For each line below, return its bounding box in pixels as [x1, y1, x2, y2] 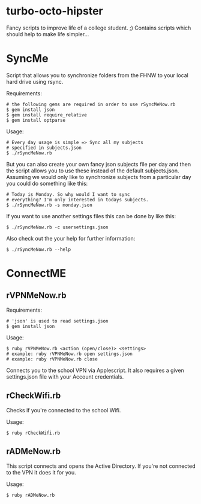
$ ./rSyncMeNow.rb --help [6, 246, 71, 253]
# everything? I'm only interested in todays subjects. [6, 197, 149, 203]
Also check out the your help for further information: [6, 235, 136, 242]
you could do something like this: [6, 180, 88, 187]
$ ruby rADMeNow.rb [6, 492, 55, 498]
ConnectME [6, 266, 67, 280]
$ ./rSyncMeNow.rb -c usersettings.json [6, 224, 109, 230]
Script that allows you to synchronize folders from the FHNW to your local [6, 71, 189, 79]
